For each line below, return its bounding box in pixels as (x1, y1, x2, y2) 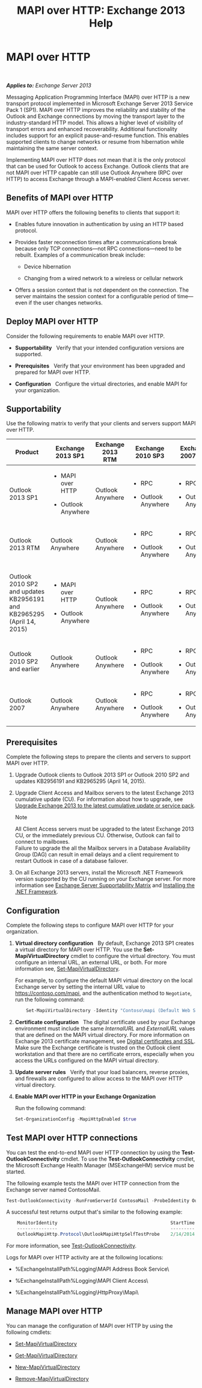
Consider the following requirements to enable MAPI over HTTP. (6, 332, 165, 340)
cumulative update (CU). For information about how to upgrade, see (14, 796, 183, 803)
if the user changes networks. (28, 299, 103, 306)
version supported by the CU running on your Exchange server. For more (14, 876, 196, 883)
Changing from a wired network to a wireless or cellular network (23, 274, 183, 281)
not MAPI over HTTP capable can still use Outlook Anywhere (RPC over (6, 169, 183, 176)
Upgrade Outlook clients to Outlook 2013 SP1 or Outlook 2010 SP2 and (14, 771, 189, 779)
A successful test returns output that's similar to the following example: (6, 1208, 183, 1215)
